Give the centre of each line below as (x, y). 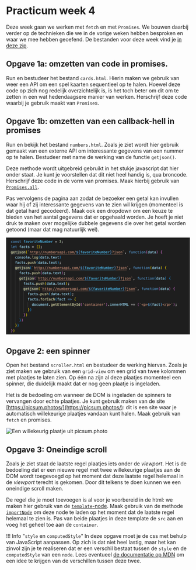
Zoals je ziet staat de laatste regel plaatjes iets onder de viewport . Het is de (96, 464)
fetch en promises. (29, 420)
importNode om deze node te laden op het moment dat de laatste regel (90, 512)
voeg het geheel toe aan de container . (52, 524)
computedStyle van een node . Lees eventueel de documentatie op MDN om (95, 554)
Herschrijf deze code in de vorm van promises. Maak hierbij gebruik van (93, 181)
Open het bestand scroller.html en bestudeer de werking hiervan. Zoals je (97, 365)
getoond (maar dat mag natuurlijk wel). (53, 229)
